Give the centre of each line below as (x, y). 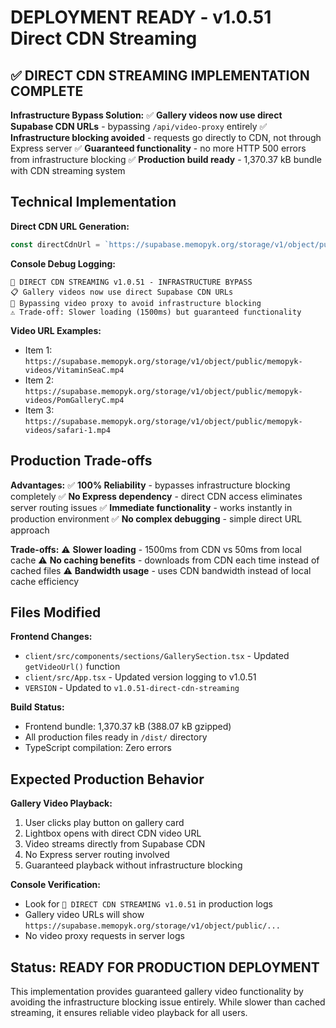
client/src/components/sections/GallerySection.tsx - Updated (157, 656)
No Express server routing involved (97, 855)
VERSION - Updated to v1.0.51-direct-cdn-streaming (132, 688)
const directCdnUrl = (55, 244)
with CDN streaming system (68, 170)
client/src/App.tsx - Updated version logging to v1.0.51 (140, 677)
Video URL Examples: (56, 330)
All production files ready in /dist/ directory (116, 737)
